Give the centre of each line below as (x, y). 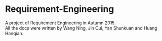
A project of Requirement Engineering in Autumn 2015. (61, 23)
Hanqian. (14, 33)
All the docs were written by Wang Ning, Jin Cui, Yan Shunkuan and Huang (81, 28)
